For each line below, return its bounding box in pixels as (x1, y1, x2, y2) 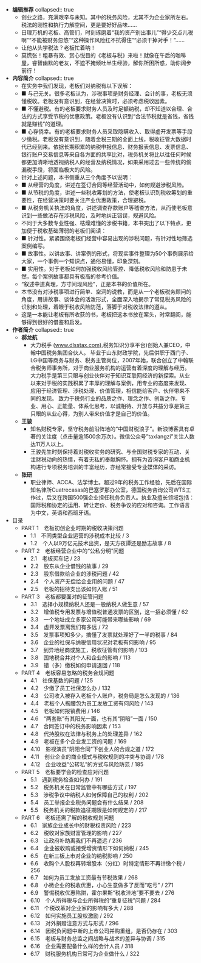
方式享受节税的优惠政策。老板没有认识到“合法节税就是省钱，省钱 (32, 113, 194, 120)
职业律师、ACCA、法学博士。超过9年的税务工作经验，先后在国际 (30, 479, 192, 485)
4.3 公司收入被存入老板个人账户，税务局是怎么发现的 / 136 (30, 692, 180, 699)
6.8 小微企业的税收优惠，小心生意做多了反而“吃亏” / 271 (30, 881, 174, 889)
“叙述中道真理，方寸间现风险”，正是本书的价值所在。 (21, 281, 154, 287)
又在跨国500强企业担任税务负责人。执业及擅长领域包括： (51, 494, 195, 501)
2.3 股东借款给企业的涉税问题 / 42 (30, 570, 120, 577)
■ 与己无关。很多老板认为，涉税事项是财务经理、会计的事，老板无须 (21, 90, 193, 97)
